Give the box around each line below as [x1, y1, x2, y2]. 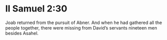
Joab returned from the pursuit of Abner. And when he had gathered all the [5, 19, 162, 25]
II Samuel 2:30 [5, 3, 68, 14]
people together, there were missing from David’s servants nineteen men [5, 24, 157, 30]
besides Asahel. [5, 30, 39, 36]
